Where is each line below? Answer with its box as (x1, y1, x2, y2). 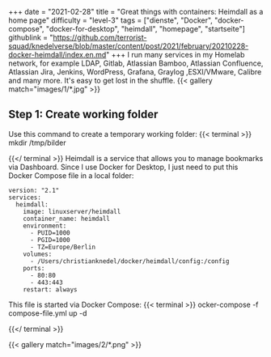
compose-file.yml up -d (8, 308, 87, 318)
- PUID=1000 (29, 228, 70, 237)
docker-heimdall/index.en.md (8, 50, 107, 59)
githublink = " (8, 32, 54, 42)
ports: (23, 264, 45, 272)
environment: (23, 222, 67, 230)
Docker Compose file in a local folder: (8, 170, 134, 181)
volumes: (23, 250, 53, 258)
